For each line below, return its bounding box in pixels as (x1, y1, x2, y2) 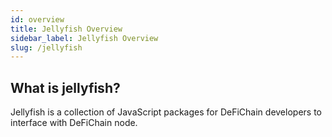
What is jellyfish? (10, 79, 121, 96)
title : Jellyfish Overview (10, 24, 123, 34)
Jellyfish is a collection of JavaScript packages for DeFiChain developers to (10, 106, 322, 118)
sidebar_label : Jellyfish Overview (10, 33, 159, 43)
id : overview (10, 14, 65, 25)
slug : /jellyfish (10, 42, 83, 53)
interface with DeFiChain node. (10, 117, 138, 129)
